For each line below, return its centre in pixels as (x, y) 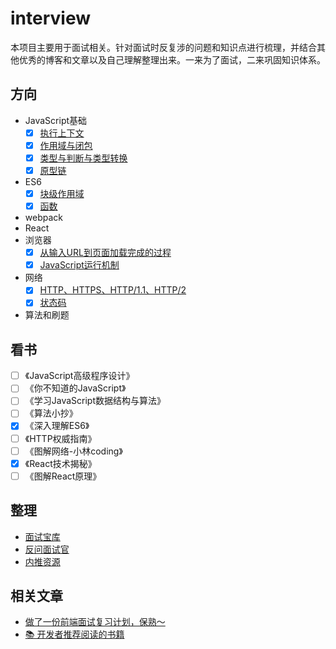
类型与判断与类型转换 (83, 158)
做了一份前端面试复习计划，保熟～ (95, 622)
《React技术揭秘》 (60, 463)
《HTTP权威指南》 (60, 438)
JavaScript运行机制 (79, 265)
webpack (43, 218)
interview (50, 18)
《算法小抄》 (51, 413)
